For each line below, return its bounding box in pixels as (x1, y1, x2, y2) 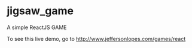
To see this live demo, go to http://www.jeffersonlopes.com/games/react (7, 35, 186, 42)
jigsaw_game (7, 4, 74, 18)
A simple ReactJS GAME (7, 24, 68, 31)
